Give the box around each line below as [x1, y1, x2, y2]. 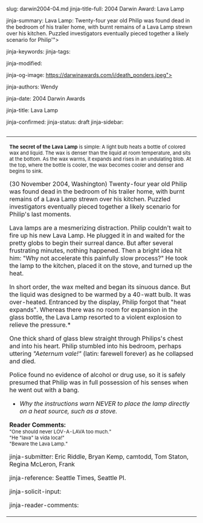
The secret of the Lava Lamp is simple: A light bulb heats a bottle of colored [9, 144, 186, 150]
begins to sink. [9, 168, 43, 175]
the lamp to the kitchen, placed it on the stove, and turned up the [9, 262, 192, 270]
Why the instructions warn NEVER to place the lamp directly [19, 399, 190, 408]
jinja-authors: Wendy [6, 83, 59, 90]
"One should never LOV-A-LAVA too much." [9, 428, 112, 435]
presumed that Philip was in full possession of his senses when [9, 378, 188, 387]
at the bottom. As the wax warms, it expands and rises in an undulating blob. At [9, 156, 192, 162]
